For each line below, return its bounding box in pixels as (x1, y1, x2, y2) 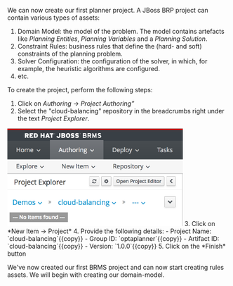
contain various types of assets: (7, 13, 100, 22)
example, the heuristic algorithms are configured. (17, 65, 160, 73)
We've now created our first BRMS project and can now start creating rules (7, 263, 225, 272)
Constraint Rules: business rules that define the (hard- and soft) (17, 42, 202, 50)
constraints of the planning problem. (17, 49, 123, 58)
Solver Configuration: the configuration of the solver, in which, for (17, 57, 208, 66)
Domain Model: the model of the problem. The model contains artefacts (17, 27, 225, 35)
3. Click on (184, 220, 215, 228)
